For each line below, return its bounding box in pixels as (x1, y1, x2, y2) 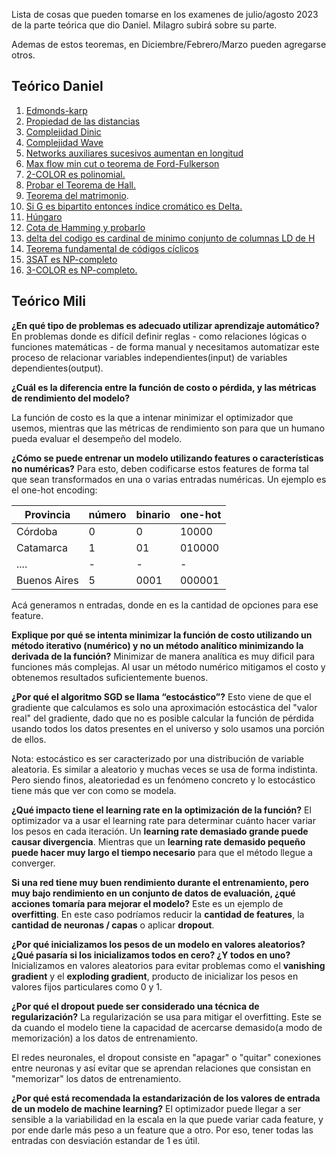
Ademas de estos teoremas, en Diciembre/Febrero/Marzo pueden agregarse (11, 39, 327, 50)
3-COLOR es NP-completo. (25, 264, 138, 276)
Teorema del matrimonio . (25, 189, 129, 201)
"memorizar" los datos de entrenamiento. (11, 1072, 182, 1084)
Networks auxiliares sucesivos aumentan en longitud (25, 147, 244, 159)
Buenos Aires (16, 573, 79, 587)
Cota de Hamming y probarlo (25, 221, 146, 233)
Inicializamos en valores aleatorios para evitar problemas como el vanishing (11, 959, 326, 971)
